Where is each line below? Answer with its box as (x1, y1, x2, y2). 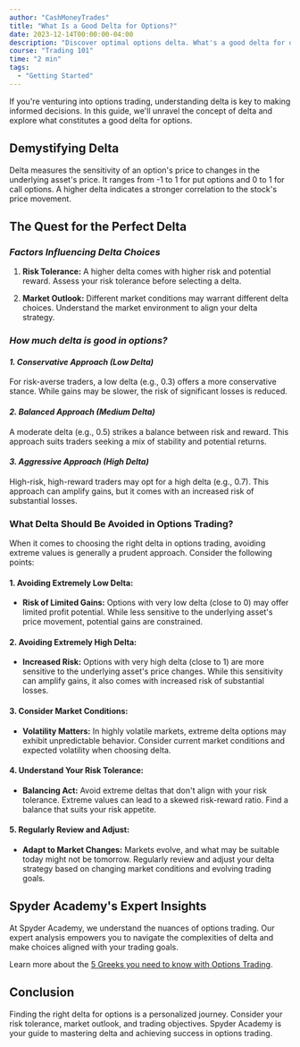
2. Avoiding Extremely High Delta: (9, 636, 137, 647)
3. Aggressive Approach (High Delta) (9, 456, 149, 467)
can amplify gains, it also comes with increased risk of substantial (21, 676, 265, 686)
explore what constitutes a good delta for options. (9, 115, 193, 125)
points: (9, 557, 35, 568)
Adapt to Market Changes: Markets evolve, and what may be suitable (21, 845, 279, 855)
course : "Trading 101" (9, 47, 94, 55)
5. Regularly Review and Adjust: (9, 824, 130, 835)
